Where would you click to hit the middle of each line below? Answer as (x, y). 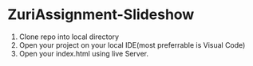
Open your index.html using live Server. (84, 53)
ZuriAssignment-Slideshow (101, 15)
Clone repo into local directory (69, 37)
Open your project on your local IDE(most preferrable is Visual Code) (132, 45)
